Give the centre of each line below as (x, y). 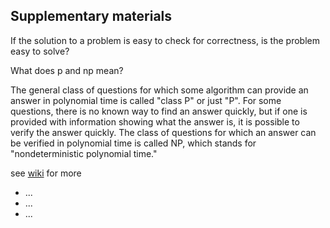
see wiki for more (46, 173)
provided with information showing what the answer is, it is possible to (155, 121)
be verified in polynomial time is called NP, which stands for (133, 143)
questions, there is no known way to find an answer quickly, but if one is (159, 111)
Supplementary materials (91, 16)
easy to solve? (40, 51)
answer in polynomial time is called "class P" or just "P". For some (146, 100)
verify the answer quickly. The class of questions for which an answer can (163, 132)
